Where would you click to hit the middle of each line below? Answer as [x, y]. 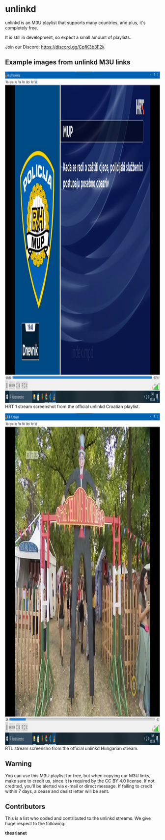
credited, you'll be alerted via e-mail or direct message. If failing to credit [79, 786]
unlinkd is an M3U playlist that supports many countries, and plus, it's [75, 23]
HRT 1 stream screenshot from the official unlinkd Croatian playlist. [72, 406]
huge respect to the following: [35, 824]
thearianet [16, 833]
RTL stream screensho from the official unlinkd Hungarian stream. [72, 748]
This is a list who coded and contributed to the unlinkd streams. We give [78, 818]
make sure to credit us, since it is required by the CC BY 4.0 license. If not [80, 781]
